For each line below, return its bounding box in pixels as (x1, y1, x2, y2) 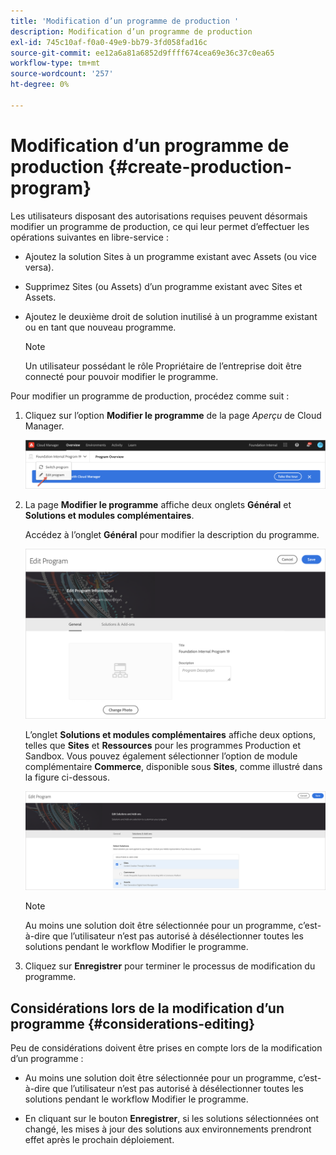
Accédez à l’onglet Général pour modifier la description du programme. (24, 529, 320, 540)
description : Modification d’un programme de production (10, 26, 253, 37)
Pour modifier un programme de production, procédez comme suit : (10, 390, 290, 402)
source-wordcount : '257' (10, 69, 114, 79)
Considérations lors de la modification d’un (10, 1000, 285, 1017)
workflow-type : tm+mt (10, 58, 101, 69)
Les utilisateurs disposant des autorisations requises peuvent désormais (10, 210, 308, 222)
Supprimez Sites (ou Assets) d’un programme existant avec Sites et (24, 280, 303, 292)
